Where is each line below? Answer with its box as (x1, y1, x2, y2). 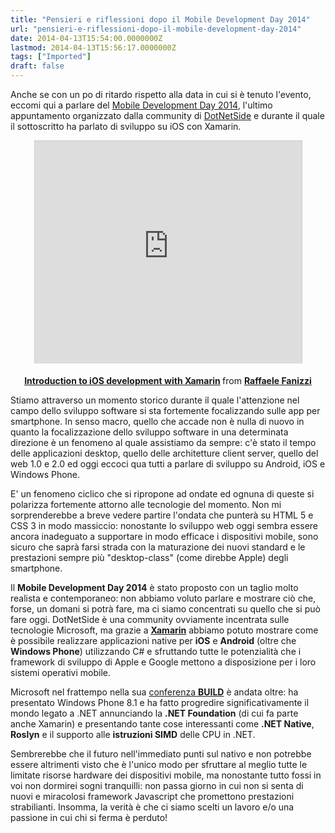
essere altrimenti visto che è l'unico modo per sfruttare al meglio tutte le (10, 759, 308, 770)
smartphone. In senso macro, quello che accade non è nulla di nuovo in (10, 416, 305, 427)
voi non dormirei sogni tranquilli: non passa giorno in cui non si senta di (10, 780, 304, 791)
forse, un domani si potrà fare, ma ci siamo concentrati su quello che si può (10, 603, 321, 615)
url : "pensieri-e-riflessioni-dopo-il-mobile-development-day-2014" (10, 24, 302, 34)
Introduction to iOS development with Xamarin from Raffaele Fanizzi (24, 375, 312, 386)
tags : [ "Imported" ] (10, 52, 92, 62)
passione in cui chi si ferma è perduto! (10, 812, 168, 823)
